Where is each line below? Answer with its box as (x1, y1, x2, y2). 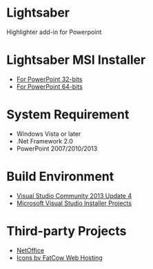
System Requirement (6, 107, 130, 123)
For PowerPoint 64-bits (16, 82, 83, 91)
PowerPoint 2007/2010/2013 (16, 144, 98, 153)
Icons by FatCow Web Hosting (16, 253, 103, 261)
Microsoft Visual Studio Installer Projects (16, 199, 132, 207)
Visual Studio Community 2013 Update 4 (16, 191, 132, 200)
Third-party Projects (6, 223, 127, 238)
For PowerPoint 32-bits (16, 75, 83, 83)
